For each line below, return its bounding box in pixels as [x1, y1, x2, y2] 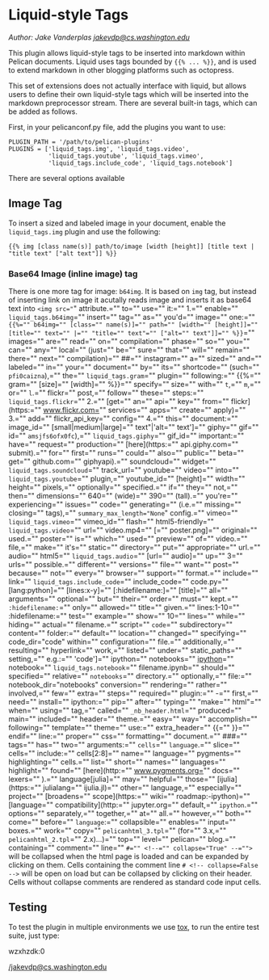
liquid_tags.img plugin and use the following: [8, 226, 161, 236]
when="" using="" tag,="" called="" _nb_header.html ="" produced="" [8, 705, 242, 716]
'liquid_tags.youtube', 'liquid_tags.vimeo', [48, 152, 204, 160]
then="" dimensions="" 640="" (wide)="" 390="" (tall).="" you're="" [8, 491, 238, 501]
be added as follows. [8, 107, 78, 116]
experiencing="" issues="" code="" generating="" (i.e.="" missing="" [8, 499, 242, 510]
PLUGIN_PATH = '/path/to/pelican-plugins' [8, 137, 153, 146]
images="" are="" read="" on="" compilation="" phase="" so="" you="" [8, 337, 250, 347]
